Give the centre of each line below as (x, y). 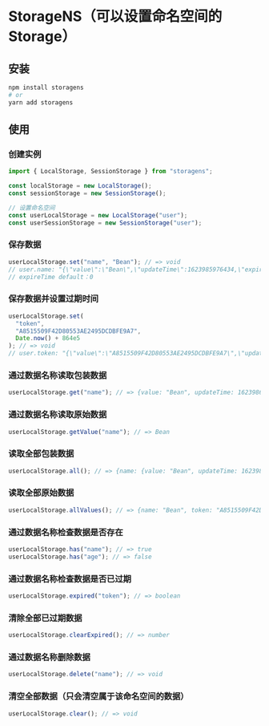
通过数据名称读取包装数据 (58, 375)
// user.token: (34, 354)
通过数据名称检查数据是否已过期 (70, 578)
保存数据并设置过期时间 (53, 299)
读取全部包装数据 (41, 454)
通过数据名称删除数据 (49, 657)
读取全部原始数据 (41, 493)
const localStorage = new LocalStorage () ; (80, 186)
